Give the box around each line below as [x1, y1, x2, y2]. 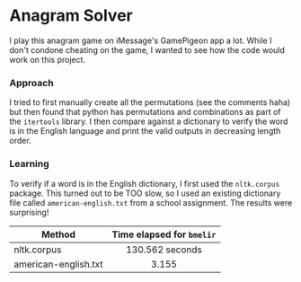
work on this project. [9, 54, 86, 65]
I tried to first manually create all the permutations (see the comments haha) [9, 97, 291, 108]
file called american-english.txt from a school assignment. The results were [9, 197, 293, 207]
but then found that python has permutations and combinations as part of [9, 107, 281, 118]
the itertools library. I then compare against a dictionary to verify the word [9, 116, 288, 127]
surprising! [9, 207, 49, 217]
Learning [9, 158, 49, 171]
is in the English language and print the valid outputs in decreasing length [9, 126, 281, 137]
